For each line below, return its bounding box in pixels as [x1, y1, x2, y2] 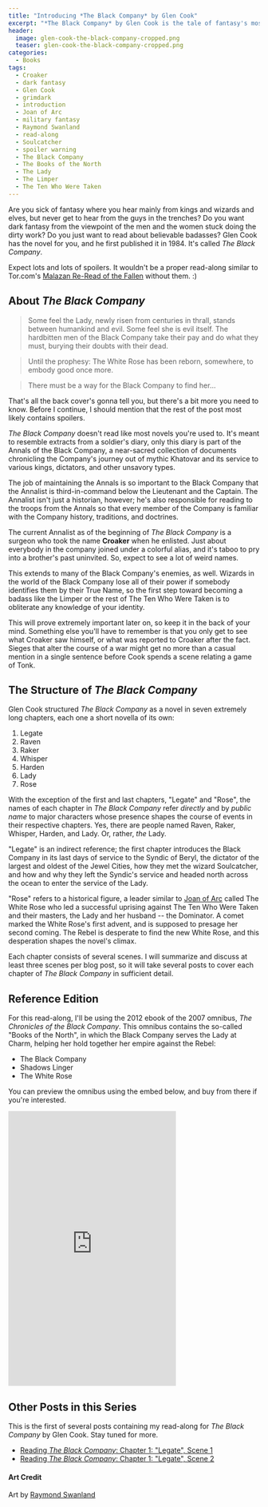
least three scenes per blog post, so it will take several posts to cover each [8, 960, 254, 970]
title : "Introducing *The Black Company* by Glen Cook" [8, 11, 198, 20]
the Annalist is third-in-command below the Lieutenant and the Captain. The [8, 486, 258, 496]
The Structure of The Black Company [8, 683, 198, 696]
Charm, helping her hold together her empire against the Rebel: [8, 1039, 216, 1048]
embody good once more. [27, 365, 114, 374]
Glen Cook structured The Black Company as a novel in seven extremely [8, 704, 247, 714]
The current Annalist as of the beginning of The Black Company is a [8, 527, 232, 536]
